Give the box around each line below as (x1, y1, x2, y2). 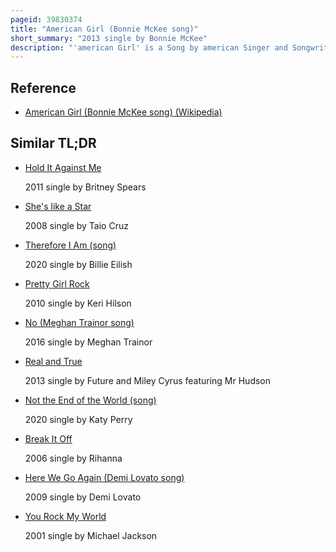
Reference (10, 79, 77, 96)
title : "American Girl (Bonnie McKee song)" (10, 24, 199, 34)
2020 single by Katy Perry (24, 413, 133, 425)
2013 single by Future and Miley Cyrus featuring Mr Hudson (24, 374, 272, 386)
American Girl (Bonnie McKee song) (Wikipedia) (24, 106, 223, 118)
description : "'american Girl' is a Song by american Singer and (10, 42, 288, 53)
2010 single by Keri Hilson (24, 297, 132, 309)
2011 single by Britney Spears (24, 181, 147, 193)
